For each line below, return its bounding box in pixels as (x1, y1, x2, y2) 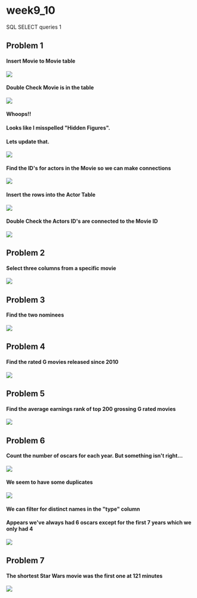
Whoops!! (6, 111, 32, 118)
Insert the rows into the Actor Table (6, 191, 96, 198)
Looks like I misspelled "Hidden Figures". (6, 124, 110, 131)
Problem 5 (6, 388, 45, 398)
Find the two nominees (6, 311, 64, 318)
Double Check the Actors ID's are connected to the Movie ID (6, 217, 158, 225)
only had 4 (6, 525, 33, 532)
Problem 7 (6, 556, 45, 566)
